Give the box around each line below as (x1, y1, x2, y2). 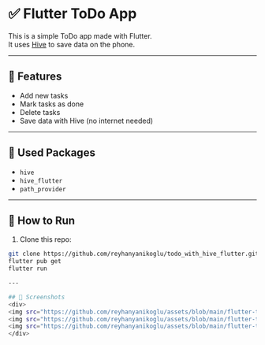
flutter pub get (8, 258, 62, 265)
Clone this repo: (19, 235, 72, 244)
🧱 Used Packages (8, 147, 96, 160)
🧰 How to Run (8, 213, 76, 227)
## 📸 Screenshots (8, 293, 65, 301)
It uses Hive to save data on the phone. (8, 39, 136, 49)
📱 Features (8, 70, 62, 83)
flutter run (8, 265, 47, 273)
